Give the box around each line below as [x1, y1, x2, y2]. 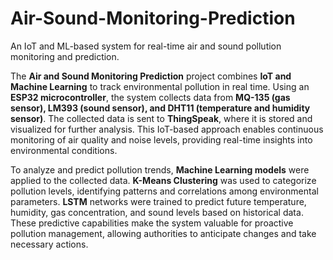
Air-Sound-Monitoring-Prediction [10, 7, 296, 30]
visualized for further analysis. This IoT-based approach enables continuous [10, 123, 324, 135]
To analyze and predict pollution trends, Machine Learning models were [10, 163, 310, 176]
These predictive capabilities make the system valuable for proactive [10, 217, 294, 229]
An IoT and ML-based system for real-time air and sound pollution [10, 40, 282, 52]
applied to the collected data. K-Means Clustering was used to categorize [10, 174, 317, 186]
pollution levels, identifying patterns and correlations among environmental [10, 185, 319, 197]
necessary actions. [10, 238, 89, 250]
